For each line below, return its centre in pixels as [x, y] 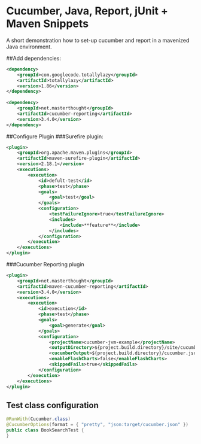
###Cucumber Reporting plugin [45, 264]
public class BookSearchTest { [45, 430]
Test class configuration [52, 405]
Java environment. [29, 47]
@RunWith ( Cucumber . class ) [38, 419]
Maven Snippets [47, 24]
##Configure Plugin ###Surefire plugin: [55, 136]
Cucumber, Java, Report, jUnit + [87, 11]
